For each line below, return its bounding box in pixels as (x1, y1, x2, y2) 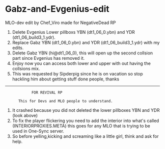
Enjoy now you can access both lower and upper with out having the (12, 60, 151, 66)
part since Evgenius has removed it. (12, 55, 85, 61)
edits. (12, 45, 24, 50)
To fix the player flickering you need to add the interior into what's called (12, 118, 160, 124)
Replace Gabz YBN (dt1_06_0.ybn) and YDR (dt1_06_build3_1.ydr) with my (12, 39, 160, 45)
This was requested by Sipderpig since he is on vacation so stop (12, 71, 143, 76)
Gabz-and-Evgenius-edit (5, 3, 110, 15)
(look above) (12, 112, 38, 118)
